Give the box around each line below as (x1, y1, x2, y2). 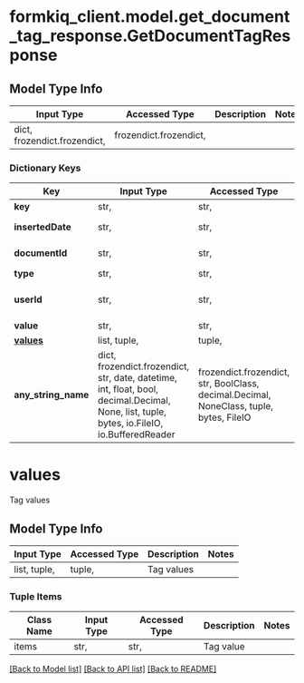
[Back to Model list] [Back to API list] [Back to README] (9, 664, 217, 675)
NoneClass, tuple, (197, 400, 274, 413)
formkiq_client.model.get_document (9, 6, 290, 27)
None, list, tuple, (98, 405, 167, 418)
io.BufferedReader (98, 428, 176, 441)
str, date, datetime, (98, 372, 178, 385)
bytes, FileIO (197, 411, 252, 424)
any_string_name (14, 388, 90, 401)
